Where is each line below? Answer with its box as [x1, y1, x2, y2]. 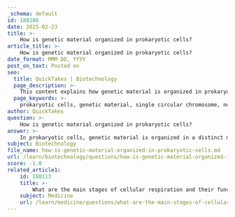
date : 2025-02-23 [7, 23, 58, 30]
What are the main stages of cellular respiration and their [32, 186, 215, 193]
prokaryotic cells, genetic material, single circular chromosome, [20, 101, 220, 108]
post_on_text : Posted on [7, 62, 80, 69]
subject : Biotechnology [7, 141, 77, 148]
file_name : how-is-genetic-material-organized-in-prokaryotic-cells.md [7, 147, 220, 154]
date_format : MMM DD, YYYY [7, 56, 86, 63]
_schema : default [7, 10, 58, 17]
